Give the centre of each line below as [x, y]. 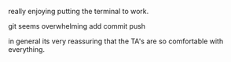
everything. [27, 49]
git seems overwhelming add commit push [77, 26]
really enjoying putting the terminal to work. [79, 11]
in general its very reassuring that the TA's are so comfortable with [116, 41]
